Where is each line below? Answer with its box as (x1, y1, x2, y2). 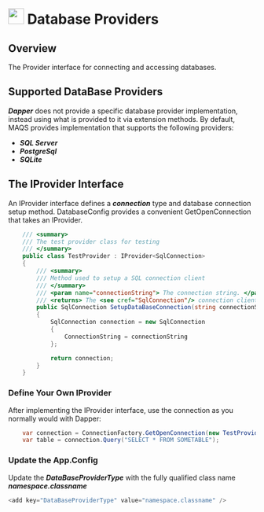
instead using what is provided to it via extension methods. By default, (8, 114, 236, 123)
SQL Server (19, 138, 58, 147)
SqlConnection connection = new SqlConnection (49, 319, 206, 326)
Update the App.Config (8, 455, 98, 466)
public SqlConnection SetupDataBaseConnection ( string (36, 304, 216, 311)
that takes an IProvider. (8, 215, 82, 224)
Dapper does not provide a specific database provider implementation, (8, 106, 238, 116)
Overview (8, 42, 57, 55)
